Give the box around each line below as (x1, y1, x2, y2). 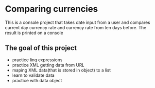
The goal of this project (5, 44, 77, 52)
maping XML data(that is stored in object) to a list (12, 67, 111, 73)
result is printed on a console (5, 30, 63, 35)
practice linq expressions (12, 57, 63, 63)
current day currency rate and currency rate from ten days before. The (5, 24, 147, 30)
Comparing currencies (5, 3, 98, 15)
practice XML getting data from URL (12, 62, 85, 68)
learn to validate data (12, 72, 55, 78)
